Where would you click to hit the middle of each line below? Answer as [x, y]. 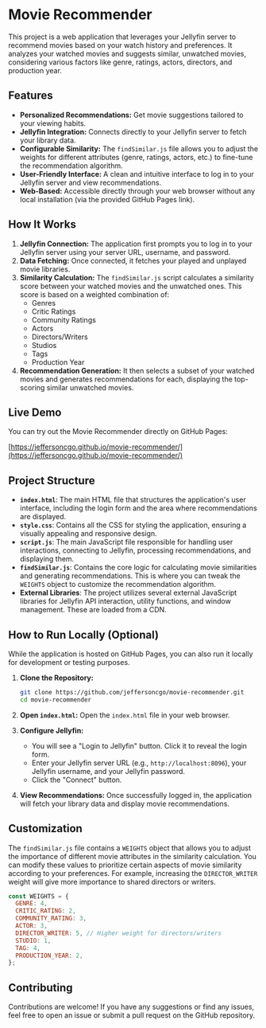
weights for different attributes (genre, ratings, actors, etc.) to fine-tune [136, 157]
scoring [32, 387]
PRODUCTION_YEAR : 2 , [49, 956]
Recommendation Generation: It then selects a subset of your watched [137, 370]
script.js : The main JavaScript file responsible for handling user [126, 542]
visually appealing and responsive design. [88, 534]
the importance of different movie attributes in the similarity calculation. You [132, 856]
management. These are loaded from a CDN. [93, 610]
